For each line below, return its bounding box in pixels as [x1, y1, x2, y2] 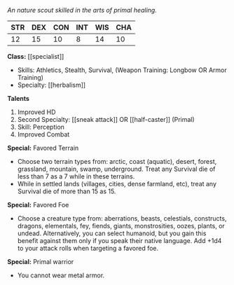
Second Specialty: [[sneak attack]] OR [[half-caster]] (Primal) [17, 116, 195, 123]
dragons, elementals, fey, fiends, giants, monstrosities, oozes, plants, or [17, 222, 226, 230]
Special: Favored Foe [7, 201, 69, 209]
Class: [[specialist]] [7, 53, 64, 60]
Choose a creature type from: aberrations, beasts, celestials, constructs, [17, 214, 227, 223]
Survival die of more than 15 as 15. [17, 187, 116, 195]
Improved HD [17, 108, 56, 116]
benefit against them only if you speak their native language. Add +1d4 [17, 237, 222, 244]
